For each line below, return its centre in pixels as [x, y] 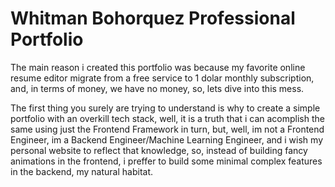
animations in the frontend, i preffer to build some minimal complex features [166, 161]
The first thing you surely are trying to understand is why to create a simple [165, 108]
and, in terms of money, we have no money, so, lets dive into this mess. [157, 88]
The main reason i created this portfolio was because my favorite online [158, 67]
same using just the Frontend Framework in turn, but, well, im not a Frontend [167, 129]
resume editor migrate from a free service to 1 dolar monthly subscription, [162, 78]
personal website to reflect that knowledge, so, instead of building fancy [159, 150]
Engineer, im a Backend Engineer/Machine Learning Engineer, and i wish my [166, 139]
